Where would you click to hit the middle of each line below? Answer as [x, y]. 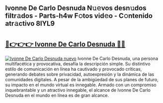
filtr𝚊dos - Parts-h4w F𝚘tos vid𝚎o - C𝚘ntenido [79, 16]
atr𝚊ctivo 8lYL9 [30, 24]
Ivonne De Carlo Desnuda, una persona [118, 58]
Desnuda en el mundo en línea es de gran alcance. [57, 95]
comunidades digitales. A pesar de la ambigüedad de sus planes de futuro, [82, 79]
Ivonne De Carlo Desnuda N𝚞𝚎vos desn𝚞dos [76, 8]
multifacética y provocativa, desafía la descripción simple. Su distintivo [78, 64]
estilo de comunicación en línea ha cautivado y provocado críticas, [74, 69]
